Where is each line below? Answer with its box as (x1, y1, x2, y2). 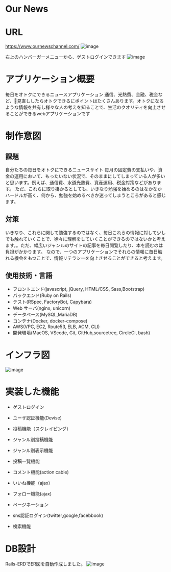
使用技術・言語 (5, 271, 53, 280)
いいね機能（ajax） (12, 480, 53, 486)
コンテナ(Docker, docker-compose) (12, 317, 88, 324)
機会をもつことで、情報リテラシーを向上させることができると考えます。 (14, 255, 165, 261)
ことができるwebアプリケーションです (9, 111, 90, 117)
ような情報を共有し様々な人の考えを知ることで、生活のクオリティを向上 (5, 104, 157, 110)
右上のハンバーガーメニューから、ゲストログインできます (5, 54, 126, 60)
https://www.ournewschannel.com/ (5, 43, 80, 49)
